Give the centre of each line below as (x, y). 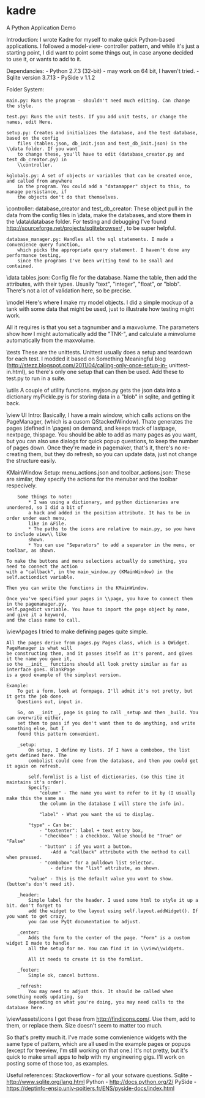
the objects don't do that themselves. (68, 197)
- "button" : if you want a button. (86, 847)
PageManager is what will (39, 648)
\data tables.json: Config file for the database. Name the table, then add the (102, 277)
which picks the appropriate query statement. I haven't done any (104, 250)
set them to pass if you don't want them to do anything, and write (106, 723)
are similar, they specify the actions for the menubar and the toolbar (92, 479)
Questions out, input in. (50, 702)
